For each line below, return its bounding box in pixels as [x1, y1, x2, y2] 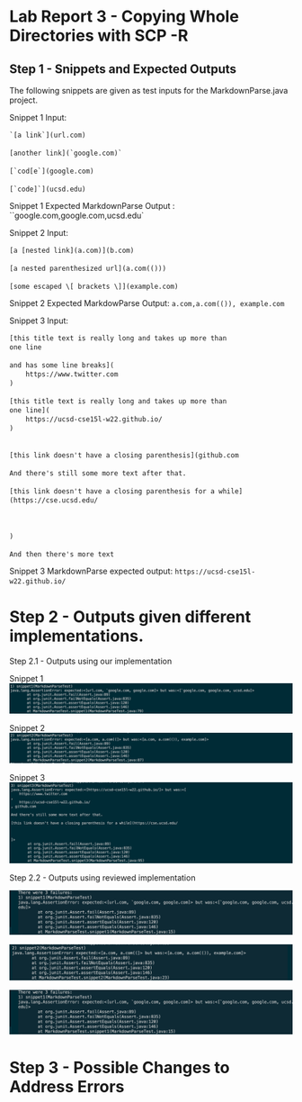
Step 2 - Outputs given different [9, 607, 252, 628]
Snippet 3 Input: [9, 315, 69, 326]
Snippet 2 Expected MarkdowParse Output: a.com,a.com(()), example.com [9, 298, 285, 308]
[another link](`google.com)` [9, 149, 123, 158]
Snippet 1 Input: [9, 113, 67, 122]
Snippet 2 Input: [9, 228, 69, 238]
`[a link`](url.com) [9, 131, 87, 140]
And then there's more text [9, 550, 115, 559]
